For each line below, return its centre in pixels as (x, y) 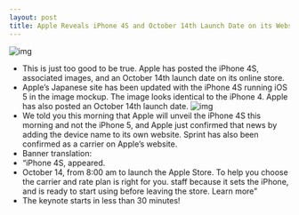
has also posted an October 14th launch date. (105, 106)
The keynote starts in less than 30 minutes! (101, 200)
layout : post (33, 17)
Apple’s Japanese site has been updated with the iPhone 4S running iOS (154, 87)
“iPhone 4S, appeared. (64, 163)
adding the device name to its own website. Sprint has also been (141, 134)
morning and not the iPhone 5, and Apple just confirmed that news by (149, 124)
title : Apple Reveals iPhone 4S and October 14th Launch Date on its (141, 26)
